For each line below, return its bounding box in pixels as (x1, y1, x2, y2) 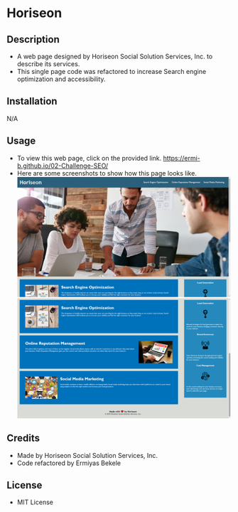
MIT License (16, 498, 54, 506)
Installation (6, 95, 58, 107)
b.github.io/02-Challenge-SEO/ (16, 161, 109, 170)
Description (6, 33, 60, 46)
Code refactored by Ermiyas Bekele (16, 459, 121, 467)
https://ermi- (163, 154, 200, 162)
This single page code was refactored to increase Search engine (16, 68, 207, 75)
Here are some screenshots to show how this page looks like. (16, 169, 197, 177)
